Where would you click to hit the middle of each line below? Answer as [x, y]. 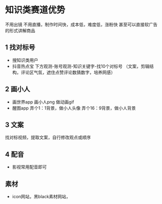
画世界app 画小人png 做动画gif [43, 102]
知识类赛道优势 [35, 10]
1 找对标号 [20, 48]
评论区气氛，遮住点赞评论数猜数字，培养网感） [68, 72]
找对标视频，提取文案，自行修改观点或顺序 [48, 138]
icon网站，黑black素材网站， [41, 196]
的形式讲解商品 [20, 30]
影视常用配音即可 [29, 167]
